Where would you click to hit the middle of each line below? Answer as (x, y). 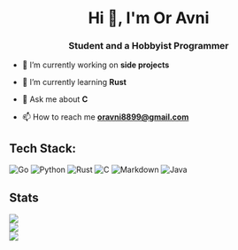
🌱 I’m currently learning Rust (74, 82)
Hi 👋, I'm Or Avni (149, 18)
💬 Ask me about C (55, 99)
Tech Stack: (43, 148)
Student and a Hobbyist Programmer (149, 46)
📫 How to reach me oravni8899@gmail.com (105, 117)
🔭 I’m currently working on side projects (96, 65)
